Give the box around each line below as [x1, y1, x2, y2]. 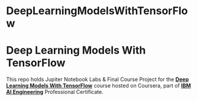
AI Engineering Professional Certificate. [6, 89, 104, 96]
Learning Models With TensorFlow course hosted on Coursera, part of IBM [6, 82, 191, 89]
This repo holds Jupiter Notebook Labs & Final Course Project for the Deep [6, 76, 189, 83]
